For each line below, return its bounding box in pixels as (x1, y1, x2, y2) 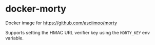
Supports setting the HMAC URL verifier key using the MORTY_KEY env (5, 29, 150, 35)
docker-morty (5, 3, 67, 15)
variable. (5, 35, 24, 41)
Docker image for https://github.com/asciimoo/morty (5, 20, 117, 26)
